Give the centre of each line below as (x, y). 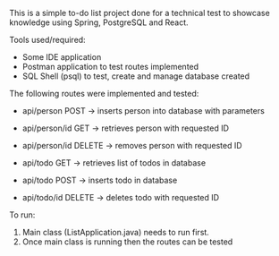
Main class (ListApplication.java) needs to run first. (116, 232)
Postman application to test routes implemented (110, 67)
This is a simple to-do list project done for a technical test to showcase (139, 13)
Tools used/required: (48, 40)
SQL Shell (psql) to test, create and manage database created (136, 76)
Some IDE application (62, 57)
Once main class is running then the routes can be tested (127, 242)
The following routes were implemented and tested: (104, 94)
